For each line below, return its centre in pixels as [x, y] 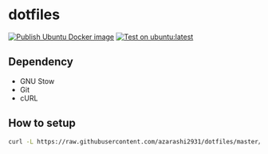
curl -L [21, 141]
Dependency [41, 62]
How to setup [42, 123]
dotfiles [34, 15]
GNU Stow [37, 81]
